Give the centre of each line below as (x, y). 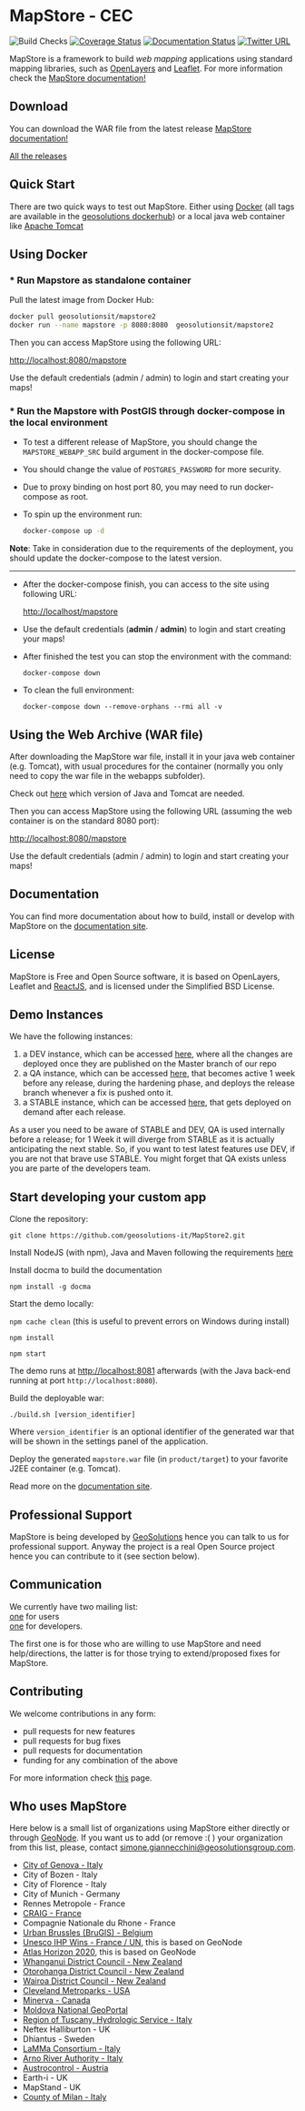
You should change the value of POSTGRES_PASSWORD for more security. (152, 470)
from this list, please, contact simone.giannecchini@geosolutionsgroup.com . (152, 1847)
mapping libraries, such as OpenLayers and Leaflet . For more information (146, 68)
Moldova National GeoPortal (75, 2010)
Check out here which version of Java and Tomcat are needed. (127, 793)
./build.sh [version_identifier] (73, 1415)
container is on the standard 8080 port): (84, 821)
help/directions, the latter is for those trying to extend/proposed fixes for (145, 1653)
